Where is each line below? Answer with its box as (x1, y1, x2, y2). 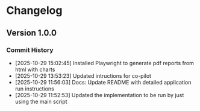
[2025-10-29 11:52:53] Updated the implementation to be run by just (14, 91, 184, 98)
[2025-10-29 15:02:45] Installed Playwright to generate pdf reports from (14, 59, 195, 66)
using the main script (14, 98, 67, 105)
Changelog (6, 4, 63, 17)
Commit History (6, 46, 54, 54)
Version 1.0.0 (6, 28, 57, 38)
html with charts (14, 66, 55, 73)
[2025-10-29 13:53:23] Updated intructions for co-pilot (14, 72, 152, 79)
